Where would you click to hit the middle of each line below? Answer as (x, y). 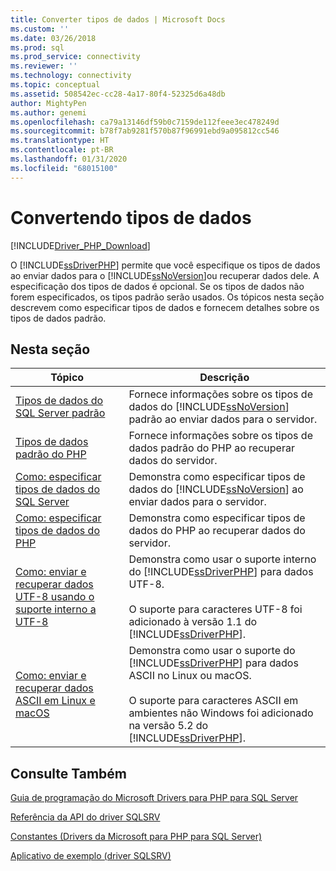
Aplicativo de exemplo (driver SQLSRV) (91, 856)
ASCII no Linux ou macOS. (190, 676)
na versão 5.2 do (168, 726)
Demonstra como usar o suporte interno (222, 559)
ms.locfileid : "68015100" (64, 168)
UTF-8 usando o (55, 597)
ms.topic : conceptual (55, 85)
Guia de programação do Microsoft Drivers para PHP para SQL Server (154, 798)
